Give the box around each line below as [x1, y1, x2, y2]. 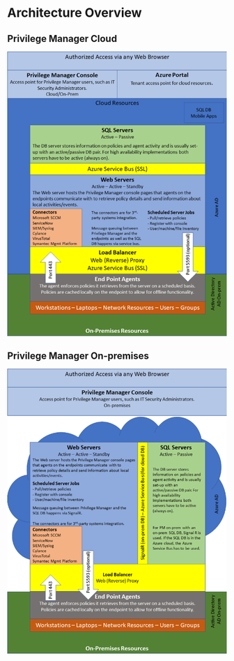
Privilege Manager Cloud [7, 33, 117, 45]
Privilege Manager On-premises [7, 350, 150, 362]
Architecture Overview [7, 5, 142, 21]
